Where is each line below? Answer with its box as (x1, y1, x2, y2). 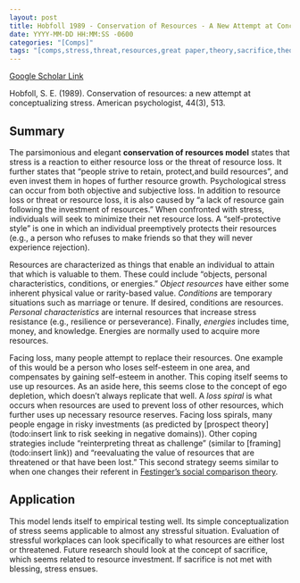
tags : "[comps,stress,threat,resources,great (9, 46, 181, 55)
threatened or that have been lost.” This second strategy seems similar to (9, 456, 279, 467)
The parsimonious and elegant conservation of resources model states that (9, 146, 290, 157)
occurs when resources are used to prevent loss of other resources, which (9, 399, 284, 411)
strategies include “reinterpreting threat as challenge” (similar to (9, 437, 246, 448)
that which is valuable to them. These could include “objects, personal (9, 269, 268, 279)
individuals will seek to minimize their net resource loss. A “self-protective (9, 213, 281, 224)
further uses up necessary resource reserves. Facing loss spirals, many (9, 409, 273, 420)
